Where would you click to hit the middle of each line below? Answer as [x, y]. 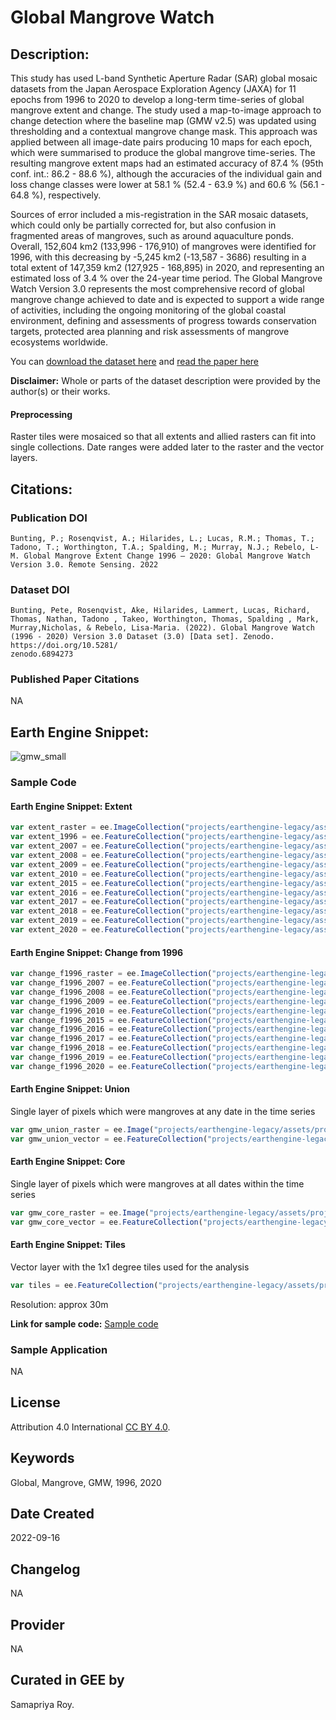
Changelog [45, 1569]
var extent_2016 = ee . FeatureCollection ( [98, 892]
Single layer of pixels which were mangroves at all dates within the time [157, 1183]
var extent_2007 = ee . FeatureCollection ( [98, 846]
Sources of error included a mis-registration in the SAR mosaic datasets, [159, 214]
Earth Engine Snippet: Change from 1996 [97, 952]
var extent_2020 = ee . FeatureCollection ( [98, 930]
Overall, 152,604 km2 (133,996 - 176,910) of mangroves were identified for [163, 246]
